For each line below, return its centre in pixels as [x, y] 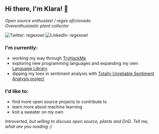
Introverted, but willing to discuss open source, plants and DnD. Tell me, [77, 121]
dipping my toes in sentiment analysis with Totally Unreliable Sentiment [83, 74]
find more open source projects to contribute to [59, 102]
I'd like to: [17, 91]
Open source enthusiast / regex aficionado [48, 20]
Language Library [30, 69]
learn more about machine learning [47, 107]
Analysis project [28, 79]
